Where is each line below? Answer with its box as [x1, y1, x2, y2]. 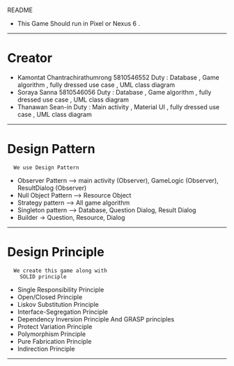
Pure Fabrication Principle [17, 337, 92, 345]
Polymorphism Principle [17, 330, 86, 338]
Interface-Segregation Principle [17, 308, 108, 316]
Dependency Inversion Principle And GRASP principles [17, 315, 175, 323]
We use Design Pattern [13, 164, 79, 171]
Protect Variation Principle [17, 322, 93, 331]
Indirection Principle [17, 344, 75, 353]
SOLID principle [19, 273, 68, 280]
